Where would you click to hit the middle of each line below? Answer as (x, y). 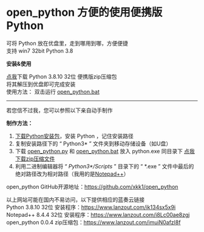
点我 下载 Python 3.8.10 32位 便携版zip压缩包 (62, 76)
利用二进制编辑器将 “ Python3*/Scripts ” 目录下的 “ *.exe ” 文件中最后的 (104, 166)
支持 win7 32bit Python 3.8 (40, 51)
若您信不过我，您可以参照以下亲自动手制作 (59, 110)
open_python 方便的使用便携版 (84, 12)
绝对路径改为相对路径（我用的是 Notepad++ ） (72, 174)
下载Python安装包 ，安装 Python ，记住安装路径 (74, 136)
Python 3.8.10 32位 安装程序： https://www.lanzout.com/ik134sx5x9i (91, 207)
